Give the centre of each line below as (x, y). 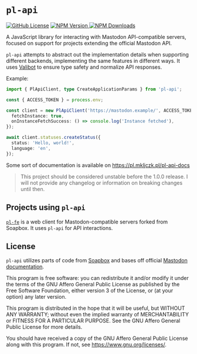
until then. (33, 189)
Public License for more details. (44, 327)
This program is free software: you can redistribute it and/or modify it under (97, 278)
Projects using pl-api (46, 208)
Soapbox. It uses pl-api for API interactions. (60, 228)
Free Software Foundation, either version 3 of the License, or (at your (90, 290)
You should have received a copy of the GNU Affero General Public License (97, 338)
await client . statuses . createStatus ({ (53, 138)
